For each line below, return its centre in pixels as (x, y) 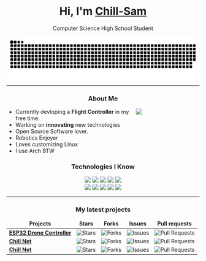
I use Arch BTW (35, 151)
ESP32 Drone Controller (40, 233)
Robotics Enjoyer (36, 138)
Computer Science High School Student (103, 28)
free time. (27, 118)
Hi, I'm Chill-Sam (103, 11)
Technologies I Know (103, 167)
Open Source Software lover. (52, 131)
